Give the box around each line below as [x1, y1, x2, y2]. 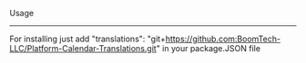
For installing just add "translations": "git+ [9, 33, 166, 44]
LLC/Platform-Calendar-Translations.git [9, 43, 157, 53]
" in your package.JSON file [156, 43, 261, 53]
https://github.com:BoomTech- [165, 33, 280, 44]
